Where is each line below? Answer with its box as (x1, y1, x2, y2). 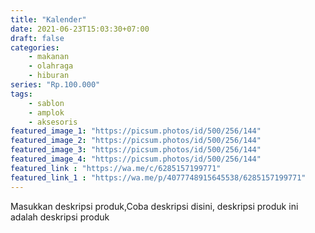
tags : (10, 89, 33, 99)
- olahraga (28, 61, 74, 71)
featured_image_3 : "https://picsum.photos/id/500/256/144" (10, 145, 262, 155)
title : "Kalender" (10, 14, 87, 25)
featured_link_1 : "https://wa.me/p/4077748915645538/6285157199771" (10, 172, 307, 183)
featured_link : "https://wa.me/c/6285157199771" (10, 163, 222, 173)
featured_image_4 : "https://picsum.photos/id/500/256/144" (10, 154, 262, 164)
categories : (10, 42, 60, 53)
